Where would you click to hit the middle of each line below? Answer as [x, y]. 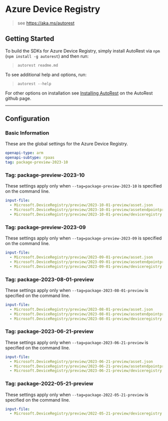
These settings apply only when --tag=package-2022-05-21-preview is [77, 394]
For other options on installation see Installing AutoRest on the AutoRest [79, 93]
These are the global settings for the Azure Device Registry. [67, 144]
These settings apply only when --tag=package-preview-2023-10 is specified [83, 186]
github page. [18, 98]
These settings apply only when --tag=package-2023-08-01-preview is [77, 290]
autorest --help [34, 83]
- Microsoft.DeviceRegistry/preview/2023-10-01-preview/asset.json [81, 205]
